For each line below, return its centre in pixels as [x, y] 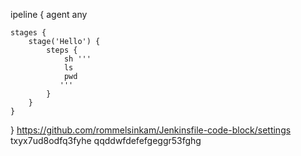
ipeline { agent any [49, 14]
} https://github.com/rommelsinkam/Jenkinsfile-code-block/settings [151, 130]
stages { [28, 33]
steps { [62, 50]
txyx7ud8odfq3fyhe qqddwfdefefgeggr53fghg [106, 140]
